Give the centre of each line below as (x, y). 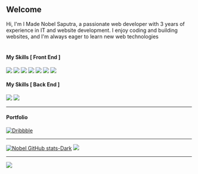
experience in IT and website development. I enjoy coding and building (92, 30)
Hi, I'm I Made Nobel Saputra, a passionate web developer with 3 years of (95, 24)
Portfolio (17, 117)
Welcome (24, 10)
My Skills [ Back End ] (33, 84)
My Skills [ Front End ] (33, 57)
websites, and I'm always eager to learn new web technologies (82, 36)
